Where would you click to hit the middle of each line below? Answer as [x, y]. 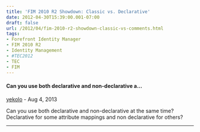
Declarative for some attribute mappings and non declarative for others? [95, 117]
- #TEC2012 [20, 56]
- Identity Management [34, 51]
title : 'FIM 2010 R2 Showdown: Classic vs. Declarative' [78, 12]
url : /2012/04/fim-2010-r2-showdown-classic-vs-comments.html [85, 28]
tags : [13, 34]
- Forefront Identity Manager [44, 39]
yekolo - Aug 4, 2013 [32, 99]
